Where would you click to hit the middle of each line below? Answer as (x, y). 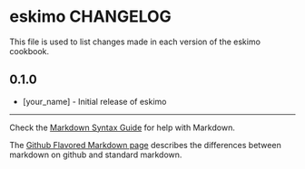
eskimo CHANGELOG (91, 17)
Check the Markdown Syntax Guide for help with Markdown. (123, 127)
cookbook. (30, 51)
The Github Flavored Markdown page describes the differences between (145, 145)
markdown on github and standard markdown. (96, 155)
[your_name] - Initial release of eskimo (94, 101)
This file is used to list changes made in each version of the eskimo (135, 42)
